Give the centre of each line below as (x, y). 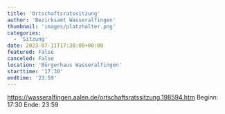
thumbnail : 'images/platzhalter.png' (62, 26)
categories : (24, 33)
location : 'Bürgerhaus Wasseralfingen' (65, 65)
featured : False (30, 53)
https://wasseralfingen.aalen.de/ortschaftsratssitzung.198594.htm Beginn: (113, 97)
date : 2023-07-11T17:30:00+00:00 (55, 46)
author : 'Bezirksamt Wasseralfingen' (62, 20)
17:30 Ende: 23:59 (33, 105)
